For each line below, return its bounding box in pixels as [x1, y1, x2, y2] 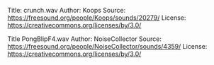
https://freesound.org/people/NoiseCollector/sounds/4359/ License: [7, 42, 208, 50]
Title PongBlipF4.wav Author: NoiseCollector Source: [7, 35, 162, 43]
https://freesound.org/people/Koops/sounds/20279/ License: [7, 13, 186, 22]
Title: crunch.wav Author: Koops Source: [7, 6, 126, 14]
